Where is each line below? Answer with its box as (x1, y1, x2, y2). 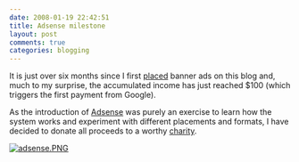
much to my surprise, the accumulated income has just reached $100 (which (9, 80, 291, 91)
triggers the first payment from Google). (9, 90, 156, 101)
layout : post (9, 29, 58, 38)
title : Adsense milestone (9, 21, 105, 30)
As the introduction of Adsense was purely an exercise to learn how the (9, 107, 272, 117)
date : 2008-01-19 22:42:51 (9, 12, 110, 22)
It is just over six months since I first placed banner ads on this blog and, (9, 70, 276, 81)
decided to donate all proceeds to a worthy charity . (9, 126, 197, 136)
